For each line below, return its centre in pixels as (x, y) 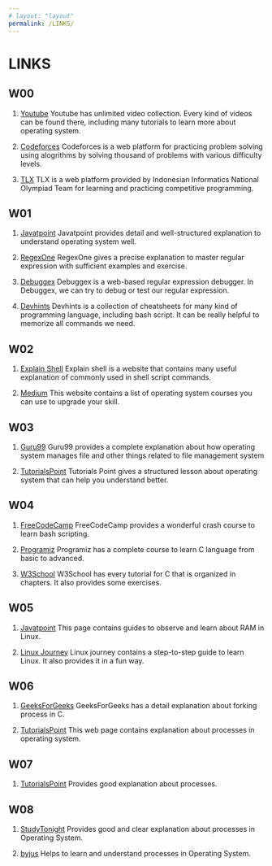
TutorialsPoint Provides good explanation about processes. (119, 784)
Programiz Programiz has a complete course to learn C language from (137, 549)
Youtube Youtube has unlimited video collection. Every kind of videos (136, 113)
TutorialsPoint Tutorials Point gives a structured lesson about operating (139, 471)
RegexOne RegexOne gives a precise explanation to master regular (132, 258)
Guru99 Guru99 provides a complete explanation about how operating (138, 446)
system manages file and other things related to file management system (142, 455)
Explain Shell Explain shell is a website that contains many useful (128, 369)
